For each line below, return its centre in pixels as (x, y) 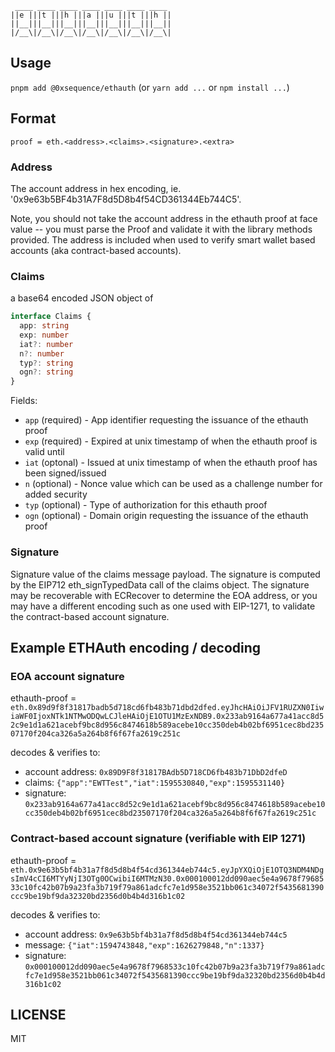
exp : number (44, 335)
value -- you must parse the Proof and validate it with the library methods (161, 229)
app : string (44, 326)
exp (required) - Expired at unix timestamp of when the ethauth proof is (171, 441)
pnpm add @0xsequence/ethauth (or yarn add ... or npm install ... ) (150, 87)
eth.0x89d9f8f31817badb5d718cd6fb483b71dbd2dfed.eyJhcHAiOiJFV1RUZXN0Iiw (167, 708)
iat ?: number (46, 344)
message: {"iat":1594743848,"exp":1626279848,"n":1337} (144, 944)
